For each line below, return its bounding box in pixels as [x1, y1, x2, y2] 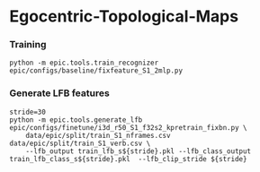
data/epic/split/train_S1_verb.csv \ [9, 139, 151, 148]
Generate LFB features [9, 87, 110, 99]
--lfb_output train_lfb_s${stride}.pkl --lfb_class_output [25, 146, 252, 156]
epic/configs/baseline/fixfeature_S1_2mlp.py [9, 66, 183, 75]
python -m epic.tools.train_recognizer [9, 58, 159, 68]
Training [9, 39, 47, 51]
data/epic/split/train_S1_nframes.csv [25, 131, 171, 140]
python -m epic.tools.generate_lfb [9, 115, 143, 125]
